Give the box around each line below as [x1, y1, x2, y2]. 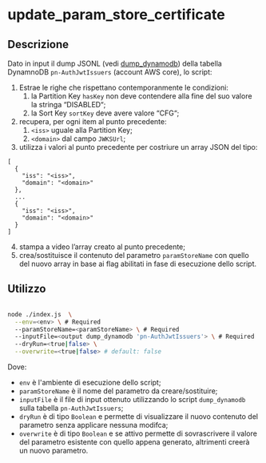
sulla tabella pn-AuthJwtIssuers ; [18, 403, 124, 413]
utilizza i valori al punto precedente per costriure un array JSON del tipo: [18, 143, 258, 151]
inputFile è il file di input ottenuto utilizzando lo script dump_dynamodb [18, 395, 246, 405]
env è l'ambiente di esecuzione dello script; [18, 378, 161, 388]
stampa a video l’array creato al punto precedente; [18, 242, 185, 252]
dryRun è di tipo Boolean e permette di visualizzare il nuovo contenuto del [18, 412, 259, 421]
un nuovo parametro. [18, 446, 89, 456]
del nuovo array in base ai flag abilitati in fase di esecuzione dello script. [18, 259, 257, 268]
